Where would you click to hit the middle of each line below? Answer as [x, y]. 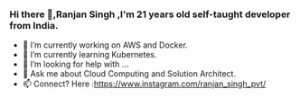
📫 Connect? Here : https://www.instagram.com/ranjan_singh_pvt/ [144, 84]
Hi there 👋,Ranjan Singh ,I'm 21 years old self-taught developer [150, 14]
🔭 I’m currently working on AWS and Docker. [105, 45]
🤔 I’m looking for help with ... [75, 64]
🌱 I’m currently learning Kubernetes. [89, 55]
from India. [34, 25]
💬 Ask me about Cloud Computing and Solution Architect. [129, 74]
